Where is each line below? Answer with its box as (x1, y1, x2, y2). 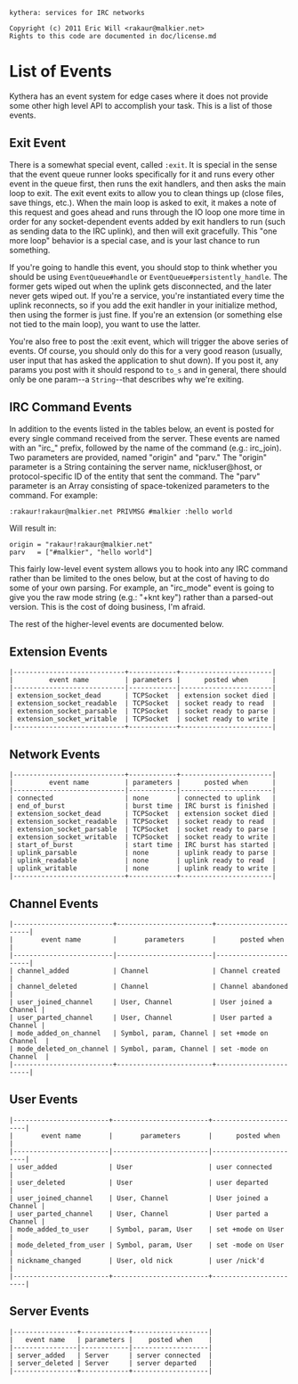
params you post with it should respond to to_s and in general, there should (9, 364, 287, 375)
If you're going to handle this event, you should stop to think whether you (9, 261, 278, 272)
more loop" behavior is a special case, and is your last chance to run (9, 235, 261, 245)
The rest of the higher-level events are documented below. (9, 618, 224, 629)
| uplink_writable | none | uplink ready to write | (9, 864, 277, 873)
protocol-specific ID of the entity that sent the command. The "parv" (9, 471, 261, 482)
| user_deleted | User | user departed (9, 1178, 269, 1187)
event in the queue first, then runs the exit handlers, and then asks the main (9, 178, 286, 189)
